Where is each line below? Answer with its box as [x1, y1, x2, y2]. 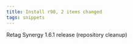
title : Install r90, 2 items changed [6, 8, 102, 15]
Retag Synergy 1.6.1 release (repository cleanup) [6, 31, 128, 38]
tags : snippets [6, 14, 45, 20]
